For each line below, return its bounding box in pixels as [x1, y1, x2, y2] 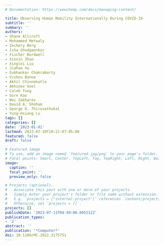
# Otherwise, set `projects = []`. [5, 201, 82, 206]
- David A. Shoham [5, 102, 42, 107]
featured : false [5, 133, 38, 139]
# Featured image [5, 147, 41, 152]
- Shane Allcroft [5, 34, 41, 39]
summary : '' [5, 25, 29, 30]
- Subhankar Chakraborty [5, 70, 56, 75]
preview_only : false [9, 174, 51, 179]
